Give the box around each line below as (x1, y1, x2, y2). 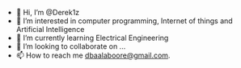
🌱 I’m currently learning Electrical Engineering (15, 33, 169, 42)
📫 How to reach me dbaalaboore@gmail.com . (15, 50, 171, 60)
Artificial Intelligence (15, 25, 85, 34)
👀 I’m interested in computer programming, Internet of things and (15, 16, 233, 26)
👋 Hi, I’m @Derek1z (15, 8, 80, 17)
